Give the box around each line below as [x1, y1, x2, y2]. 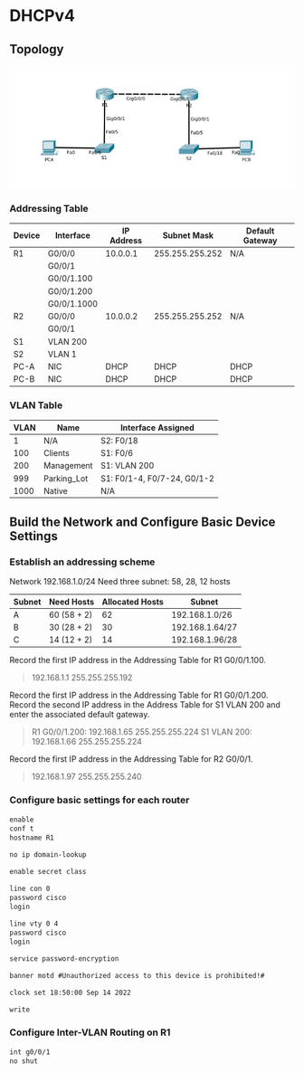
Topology [9, 42, 64, 57]
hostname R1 [9, 833, 54, 842]
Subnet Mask [162, 230, 214, 241]
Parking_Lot [43, 472, 89, 484]
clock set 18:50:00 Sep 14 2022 [9, 988, 131, 998]
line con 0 [9, 884, 51, 894]
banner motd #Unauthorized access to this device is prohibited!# [9, 972, 265, 981]
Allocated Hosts [101, 596, 165, 607]
